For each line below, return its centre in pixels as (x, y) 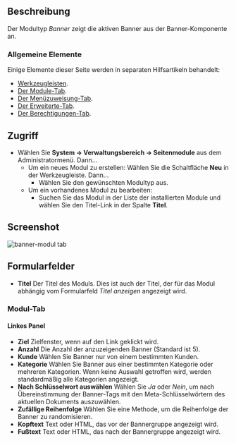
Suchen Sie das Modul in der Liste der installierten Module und (130, 198)
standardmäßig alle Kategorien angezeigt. (78, 379)
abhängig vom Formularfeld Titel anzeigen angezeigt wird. (102, 291)
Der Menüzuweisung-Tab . (55, 99)
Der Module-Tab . (42, 91)
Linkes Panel (26, 326)
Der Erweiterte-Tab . (46, 106)
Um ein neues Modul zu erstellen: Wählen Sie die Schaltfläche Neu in (128, 167)
